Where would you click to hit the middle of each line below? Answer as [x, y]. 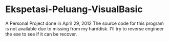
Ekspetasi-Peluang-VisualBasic [74, 9]
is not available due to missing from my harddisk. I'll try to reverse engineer [84, 28]
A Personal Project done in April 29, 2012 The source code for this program [84, 23]
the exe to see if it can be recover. [41, 34]
